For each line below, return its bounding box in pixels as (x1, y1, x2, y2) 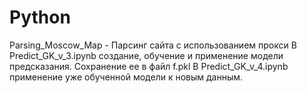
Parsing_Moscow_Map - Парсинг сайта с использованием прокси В (9, 39, 297, 51)
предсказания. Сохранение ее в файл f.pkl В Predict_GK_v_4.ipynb (9, 60, 289, 72)
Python (9, 6, 71, 29)
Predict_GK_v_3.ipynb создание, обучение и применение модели (9, 49, 284, 61)
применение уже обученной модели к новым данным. (9, 71, 244, 83)
